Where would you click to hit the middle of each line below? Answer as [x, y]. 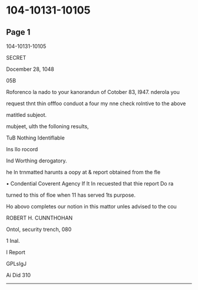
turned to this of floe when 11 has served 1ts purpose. [71, 195]
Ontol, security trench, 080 [39, 229]
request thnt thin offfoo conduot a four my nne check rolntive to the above [96, 103]
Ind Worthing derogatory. [37, 161]
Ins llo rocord [22, 149]
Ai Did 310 [19, 275]
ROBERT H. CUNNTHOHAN [39, 218]
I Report [16, 252]
